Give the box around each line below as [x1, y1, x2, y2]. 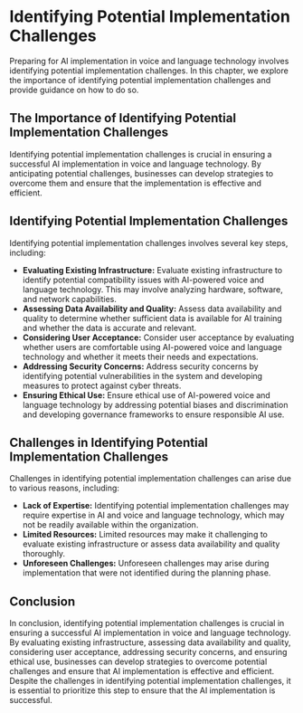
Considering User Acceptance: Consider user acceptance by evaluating [22, 332, 295, 343]
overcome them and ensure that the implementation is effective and [9, 177, 262, 188]
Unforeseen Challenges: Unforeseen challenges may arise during [22, 558, 270, 569]
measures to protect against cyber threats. [22, 380, 182, 391]
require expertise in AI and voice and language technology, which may [22, 509, 285, 521]
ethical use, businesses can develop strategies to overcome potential [9, 656, 268, 667]
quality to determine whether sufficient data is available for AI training [22, 312, 282, 323]
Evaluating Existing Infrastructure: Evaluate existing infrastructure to [22, 264, 283, 275]
